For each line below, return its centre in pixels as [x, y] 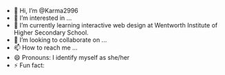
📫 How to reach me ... [45, 47]
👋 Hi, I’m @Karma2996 [46, 11]
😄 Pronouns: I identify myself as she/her [72, 57]
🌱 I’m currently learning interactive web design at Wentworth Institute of [116, 25]
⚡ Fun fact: [29, 65]
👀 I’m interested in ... [43, 18]
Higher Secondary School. [51, 32]
